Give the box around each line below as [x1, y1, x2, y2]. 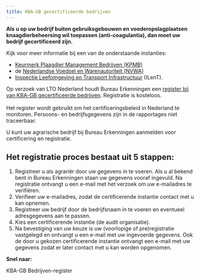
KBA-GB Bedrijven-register [6, 267, 73, 275]
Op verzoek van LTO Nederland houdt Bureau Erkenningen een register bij [6, 85, 189, 93]
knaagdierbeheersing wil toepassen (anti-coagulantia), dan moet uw [6, 31, 180, 39]
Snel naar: [6, 256, 32, 263]
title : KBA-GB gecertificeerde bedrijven [6, 8, 111, 15]
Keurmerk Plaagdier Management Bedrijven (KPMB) [14, 61, 143, 68]
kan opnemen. [14, 199, 51, 207]
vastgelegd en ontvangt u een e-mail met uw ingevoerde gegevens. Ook [14, 231, 193, 239]
